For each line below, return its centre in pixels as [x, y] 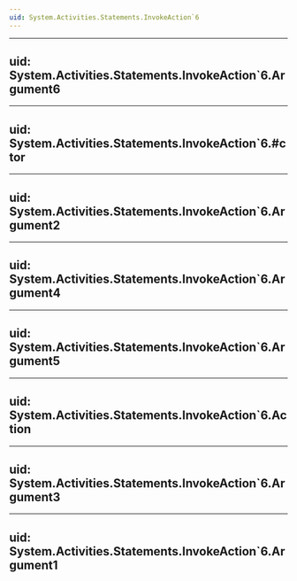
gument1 [34, 565]
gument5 [34, 361]
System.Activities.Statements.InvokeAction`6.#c [148, 143]
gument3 [35, 497]
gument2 [35, 225]
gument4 [35, 293]
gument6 [35, 89]
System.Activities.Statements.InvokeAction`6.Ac [148, 416]
